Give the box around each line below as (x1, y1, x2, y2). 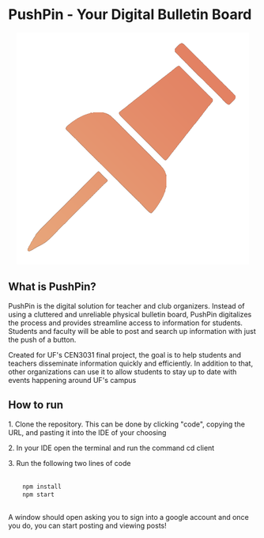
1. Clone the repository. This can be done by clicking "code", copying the (8, 419, 245, 429)
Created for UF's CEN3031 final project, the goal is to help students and (8, 350, 242, 359)
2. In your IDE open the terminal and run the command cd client (8, 443, 215, 453)
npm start (22, 491, 55, 498)
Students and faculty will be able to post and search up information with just (8, 326, 256, 335)
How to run (8, 398, 64, 412)
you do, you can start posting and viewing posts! (8, 521, 168, 530)
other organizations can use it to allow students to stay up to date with (8, 366, 237, 377)
